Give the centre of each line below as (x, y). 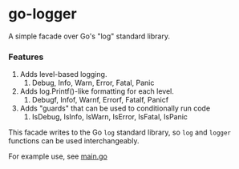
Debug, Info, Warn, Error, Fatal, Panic (93, 83)
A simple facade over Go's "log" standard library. (89, 36)
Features (26, 57)
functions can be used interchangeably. (74, 141)
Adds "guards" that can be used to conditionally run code (115, 108)
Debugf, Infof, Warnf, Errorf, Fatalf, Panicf (100, 100)
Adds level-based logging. (63, 74)
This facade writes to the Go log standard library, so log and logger (119, 132)
